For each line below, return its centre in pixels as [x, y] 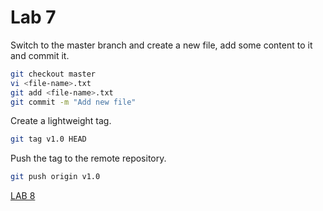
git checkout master [53, 74]
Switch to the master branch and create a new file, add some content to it [161, 45]
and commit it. [40, 55]
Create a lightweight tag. [61, 121]
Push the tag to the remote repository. [88, 158]
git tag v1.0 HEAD [48, 139]
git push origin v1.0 [55, 177]
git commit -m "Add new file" [73, 102]
